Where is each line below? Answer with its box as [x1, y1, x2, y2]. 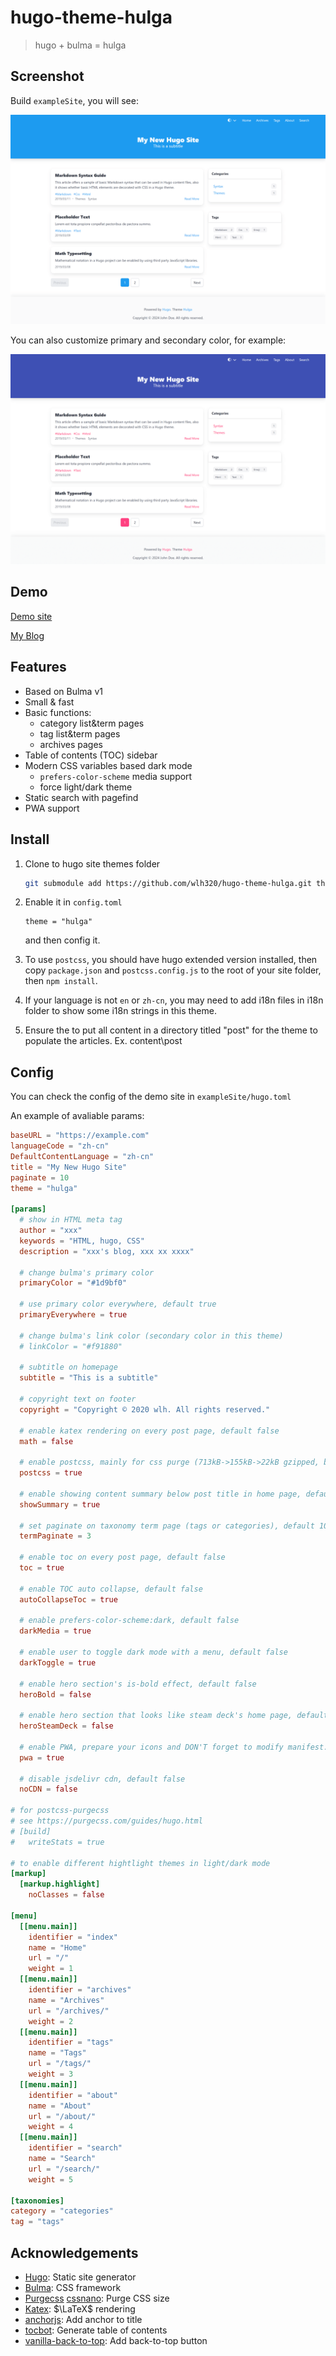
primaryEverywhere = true [19, 1310, 128, 1320]
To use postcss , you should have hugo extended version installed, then [24, 954, 318, 966]
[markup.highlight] [19, 1879, 101, 1890]
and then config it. [24, 934, 101, 946]
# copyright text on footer [19, 1394, 137, 1405]
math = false [19, 1436, 74, 1446]
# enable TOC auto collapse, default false [19, 1584, 203, 1594]
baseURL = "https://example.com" [10, 1131, 150, 1141]
